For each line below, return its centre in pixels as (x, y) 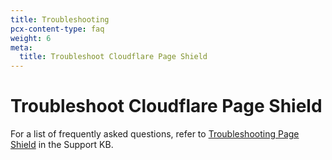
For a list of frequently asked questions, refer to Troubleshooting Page (155, 134)
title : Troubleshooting (60, 19)
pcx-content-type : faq (57, 29)
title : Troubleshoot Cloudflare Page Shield (113, 57)
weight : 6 (31, 38)
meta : (21, 47)
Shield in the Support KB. (62, 145)
